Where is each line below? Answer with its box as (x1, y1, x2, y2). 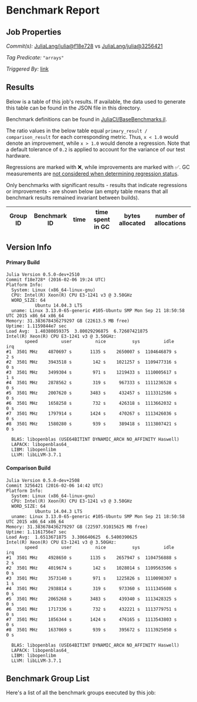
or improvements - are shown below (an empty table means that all (6, 188, 168, 195)
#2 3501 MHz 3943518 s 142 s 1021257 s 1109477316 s (6, 360, 177, 365)
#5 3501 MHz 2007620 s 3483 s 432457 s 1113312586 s (6, 390, 177, 396)
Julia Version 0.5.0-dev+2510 (6, 272, 80, 278)
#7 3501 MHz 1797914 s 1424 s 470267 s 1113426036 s (6, 411, 177, 417)
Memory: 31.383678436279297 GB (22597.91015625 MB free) (6, 524, 148, 530)
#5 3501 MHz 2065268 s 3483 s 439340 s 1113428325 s (6, 595, 177, 602)
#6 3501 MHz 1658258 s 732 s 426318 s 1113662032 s (6, 401, 177, 407)
